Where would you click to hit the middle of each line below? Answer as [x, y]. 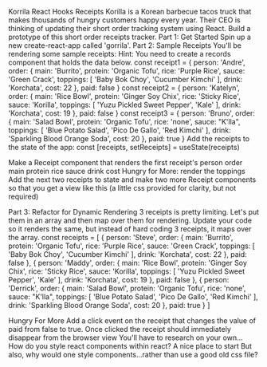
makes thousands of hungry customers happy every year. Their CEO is [124, 20]
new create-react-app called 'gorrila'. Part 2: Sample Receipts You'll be [125, 45]
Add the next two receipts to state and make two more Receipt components [132, 180]
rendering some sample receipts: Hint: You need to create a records [120, 54]
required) [24, 196]
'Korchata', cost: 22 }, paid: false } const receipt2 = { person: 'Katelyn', [124, 88]
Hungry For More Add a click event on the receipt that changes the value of [132, 321]
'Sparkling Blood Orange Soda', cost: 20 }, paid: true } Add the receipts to [129, 138]
